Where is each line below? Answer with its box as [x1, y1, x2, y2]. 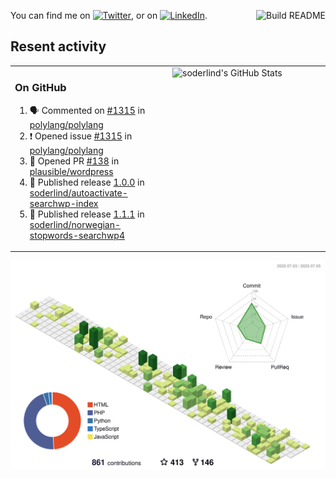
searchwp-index [29, 197, 99, 209]
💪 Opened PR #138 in [29, 155, 120, 167]
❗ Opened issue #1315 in [29, 130, 133, 142]
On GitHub [14, 81, 67, 95]
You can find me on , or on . [10, 10, 208, 21]
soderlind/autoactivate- [29, 186, 128, 199]
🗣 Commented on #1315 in [29, 104, 146, 116]
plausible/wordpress [29, 165, 114, 177]
